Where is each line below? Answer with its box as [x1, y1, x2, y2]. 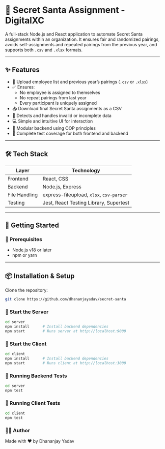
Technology [72, 167, 101, 174]
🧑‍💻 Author [5, 427, 30, 434]
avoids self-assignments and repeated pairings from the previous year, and [5, 41, 157, 47]
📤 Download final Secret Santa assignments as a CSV [12, 105, 122, 111]
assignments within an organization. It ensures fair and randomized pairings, [5, 36, 160, 42]
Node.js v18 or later [12, 247, 52, 253]
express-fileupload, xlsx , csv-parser [42, 191, 128, 198]
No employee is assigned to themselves [19, 90, 101, 95]
